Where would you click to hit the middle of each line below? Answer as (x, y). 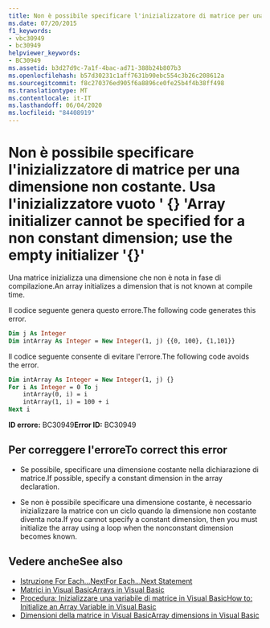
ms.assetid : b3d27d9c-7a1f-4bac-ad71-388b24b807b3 (95, 68)
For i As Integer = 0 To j (53, 387)
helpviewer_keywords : (45, 53)
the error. (24, 365)
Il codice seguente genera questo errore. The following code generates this (132, 310)
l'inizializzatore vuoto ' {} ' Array (117, 204)
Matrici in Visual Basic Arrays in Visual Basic (92, 589)
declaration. (40, 486)
